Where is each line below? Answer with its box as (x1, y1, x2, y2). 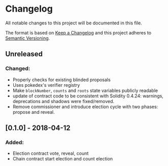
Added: (5, 139, 24, 146)
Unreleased (5, 50, 43, 58)
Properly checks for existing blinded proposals (12, 77, 111, 83)
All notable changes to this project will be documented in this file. (5, 20, 143, 26)
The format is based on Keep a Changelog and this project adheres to (5, 29, 152, 36)
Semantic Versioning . (5, 35, 50, 41)
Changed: (5, 65, 31, 72)
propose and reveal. (12, 109, 55, 115)
